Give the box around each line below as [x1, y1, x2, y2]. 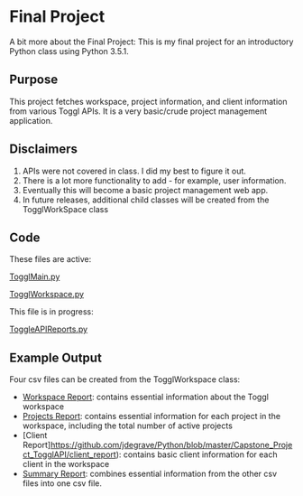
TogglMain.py [9, 271, 60, 282]
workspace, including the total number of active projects [22, 420, 233, 431]
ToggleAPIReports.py [9, 323, 88, 335]
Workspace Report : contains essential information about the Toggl [22, 391, 269, 403]
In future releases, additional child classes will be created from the [22, 194, 270, 205]
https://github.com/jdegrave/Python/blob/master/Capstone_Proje [50, 440, 293, 451]
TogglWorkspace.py [9, 289, 84, 300]
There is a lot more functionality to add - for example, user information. [22, 174, 287, 186]
